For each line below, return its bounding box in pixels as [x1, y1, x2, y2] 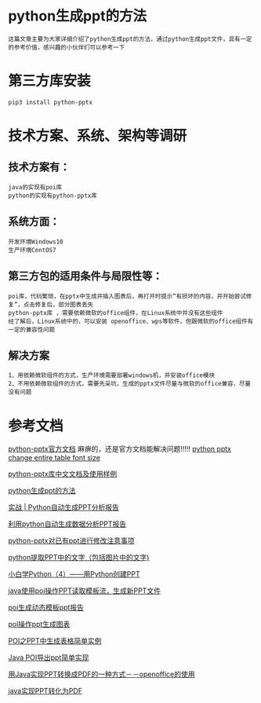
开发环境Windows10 [8, 237, 63, 246]
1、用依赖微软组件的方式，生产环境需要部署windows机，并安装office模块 [8, 372, 216, 379]
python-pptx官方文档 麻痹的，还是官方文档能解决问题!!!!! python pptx [8, 445, 231, 454]
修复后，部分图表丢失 [34, 300, 94, 309]
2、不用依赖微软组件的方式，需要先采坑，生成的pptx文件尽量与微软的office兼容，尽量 [8, 380, 251, 388]
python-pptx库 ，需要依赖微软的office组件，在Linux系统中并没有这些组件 [8, 309, 223, 317]
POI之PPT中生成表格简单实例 [8, 636, 102, 646]
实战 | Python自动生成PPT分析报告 [8, 503, 119, 512]
